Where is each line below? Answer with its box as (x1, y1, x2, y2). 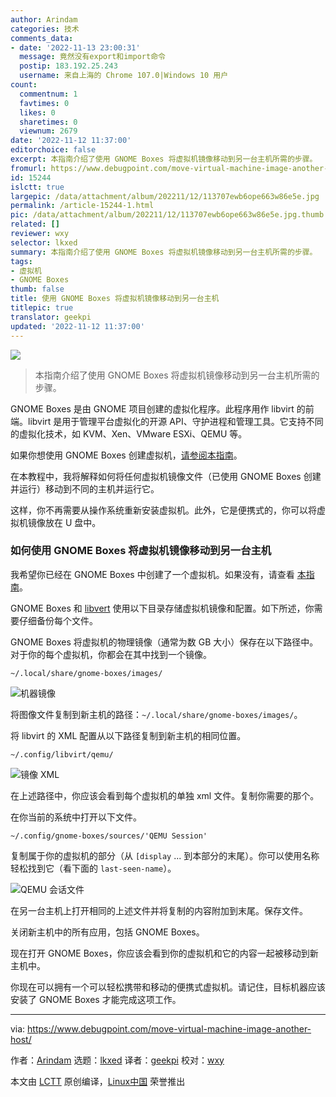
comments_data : (10, 33, 74, 43)
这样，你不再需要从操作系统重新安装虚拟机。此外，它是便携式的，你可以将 (10, 504, 317, 516)
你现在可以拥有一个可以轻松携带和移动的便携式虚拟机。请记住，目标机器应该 (10, 981, 326, 993)
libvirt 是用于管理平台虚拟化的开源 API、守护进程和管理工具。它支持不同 (27, 415, 324, 427)
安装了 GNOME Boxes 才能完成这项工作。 (10, 993, 182, 1005)
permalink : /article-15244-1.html (10, 201, 155, 211)
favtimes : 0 (19, 98, 70, 108)
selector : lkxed (10, 237, 78, 248)
